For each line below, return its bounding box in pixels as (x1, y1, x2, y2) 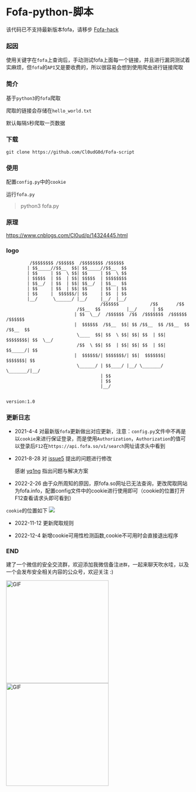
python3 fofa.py (20, 203, 60, 210)
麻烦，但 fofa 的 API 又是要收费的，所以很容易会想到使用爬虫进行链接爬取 (11, 64, 184, 71)
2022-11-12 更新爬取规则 (14, 520, 74, 527)
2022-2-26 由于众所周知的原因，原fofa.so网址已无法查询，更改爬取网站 (14, 480, 188, 487)
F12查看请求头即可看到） (14, 494, 75, 502)
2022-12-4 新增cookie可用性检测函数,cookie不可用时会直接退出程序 (14, 532, 178, 539)
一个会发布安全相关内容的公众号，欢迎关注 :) (6, 568, 114, 575)
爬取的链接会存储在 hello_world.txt (6, 107, 92, 114)
